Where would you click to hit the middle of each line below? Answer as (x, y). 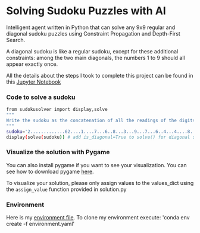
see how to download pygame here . (50, 171)
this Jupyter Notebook (34, 82)
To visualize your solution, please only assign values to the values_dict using (100, 183)
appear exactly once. (32, 64)
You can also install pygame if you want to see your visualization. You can (97, 165)
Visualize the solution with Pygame (58, 152)
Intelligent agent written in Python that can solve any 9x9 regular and (91, 27)
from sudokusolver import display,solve (57, 110)
